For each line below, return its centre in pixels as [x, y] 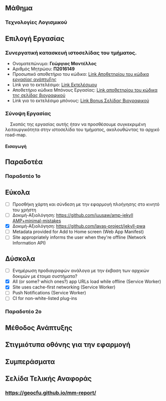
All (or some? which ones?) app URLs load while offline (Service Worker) [87, 281]
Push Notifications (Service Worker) [49, 293]
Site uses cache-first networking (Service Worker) [64, 287]
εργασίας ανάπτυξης [34, 79]
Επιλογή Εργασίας [35, 39]
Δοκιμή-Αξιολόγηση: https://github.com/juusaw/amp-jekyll [73, 215]
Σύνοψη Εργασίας [28, 113]
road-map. [16, 135]
